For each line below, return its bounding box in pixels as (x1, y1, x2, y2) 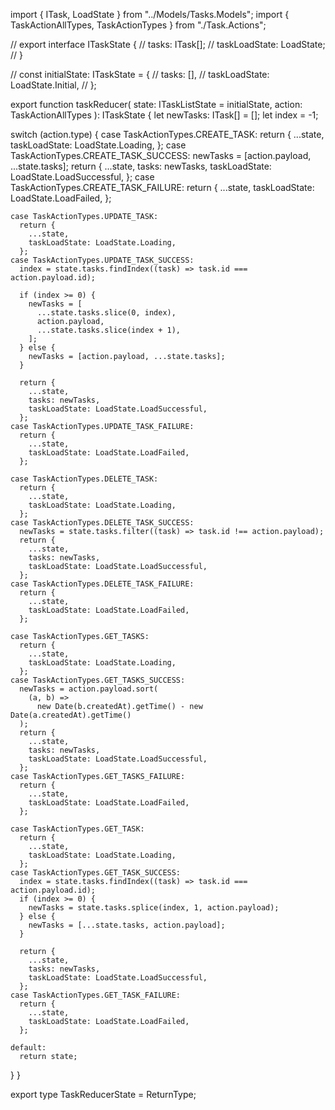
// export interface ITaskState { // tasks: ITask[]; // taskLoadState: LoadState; (10, 39, 326, 50)
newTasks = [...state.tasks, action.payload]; (28, 920, 226, 930)
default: (10, 1043, 47, 1053)
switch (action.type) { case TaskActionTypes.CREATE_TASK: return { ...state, (10, 129, 325, 140)
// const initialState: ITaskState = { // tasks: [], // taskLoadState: (10, 69, 270, 80)
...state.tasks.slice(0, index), (36, 308, 177, 318)
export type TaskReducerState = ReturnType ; (10, 1089, 197, 1100)
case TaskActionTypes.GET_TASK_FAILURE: (10, 990, 182, 1000)
